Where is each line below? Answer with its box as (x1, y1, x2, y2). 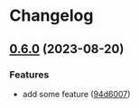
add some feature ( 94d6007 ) (22, 88, 131, 99)
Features (9, 68, 50, 81)
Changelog (9, 5, 94, 26)
